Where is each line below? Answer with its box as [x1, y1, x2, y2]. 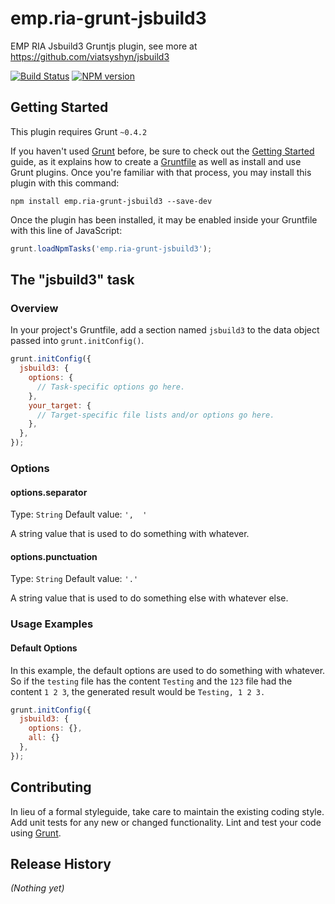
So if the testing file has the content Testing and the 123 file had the [10, 675, 293, 687]
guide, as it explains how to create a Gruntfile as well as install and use [10, 155, 302, 167]
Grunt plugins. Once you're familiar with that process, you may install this [10, 166, 312, 178]
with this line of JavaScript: [10, 224, 123, 236]
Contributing [10, 779, 92, 796]
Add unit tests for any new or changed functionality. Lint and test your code [10, 816, 322, 828]
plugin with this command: [10, 177, 120, 189]
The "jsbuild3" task [10, 272, 135, 289]
